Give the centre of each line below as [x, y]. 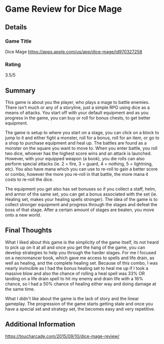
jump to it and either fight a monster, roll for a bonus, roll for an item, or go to [82, 138]
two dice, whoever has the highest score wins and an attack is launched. [78, 153]
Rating [13, 64]
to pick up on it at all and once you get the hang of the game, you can [75, 247]
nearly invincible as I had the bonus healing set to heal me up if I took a [77, 268]
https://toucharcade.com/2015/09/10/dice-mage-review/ [62, 336]
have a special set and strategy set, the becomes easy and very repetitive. [80, 309]
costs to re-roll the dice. [29, 179]
